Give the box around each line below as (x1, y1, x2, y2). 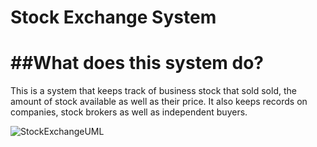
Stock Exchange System (10, 6, 217, 29)
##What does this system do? (10, 52, 264, 75)
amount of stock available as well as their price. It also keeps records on (10, 96, 308, 108)
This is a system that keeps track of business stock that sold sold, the (10, 85, 297, 97)
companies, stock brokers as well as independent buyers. (10, 106, 248, 118)
